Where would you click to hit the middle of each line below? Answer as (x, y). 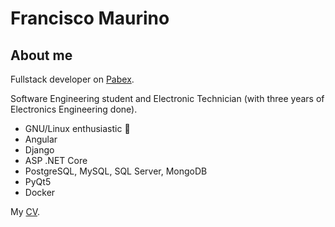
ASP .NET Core (56, 160)
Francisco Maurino (90, 18)
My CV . (25, 211)
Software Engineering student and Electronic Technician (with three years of (167, 98)
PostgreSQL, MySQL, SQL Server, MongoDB (116, 171)
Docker (40, 192)
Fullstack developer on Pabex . (72, 79)
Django (39, 150)
